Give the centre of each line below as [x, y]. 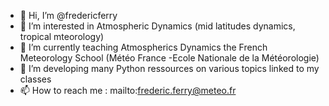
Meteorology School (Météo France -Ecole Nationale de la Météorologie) [169, 58]
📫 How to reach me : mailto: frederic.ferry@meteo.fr [128, 90]
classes [35, 79]
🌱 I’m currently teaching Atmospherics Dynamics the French [143, 47]
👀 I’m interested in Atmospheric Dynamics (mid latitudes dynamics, [157, 26]
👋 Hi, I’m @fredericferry [68, 15]
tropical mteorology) [62, 36]
